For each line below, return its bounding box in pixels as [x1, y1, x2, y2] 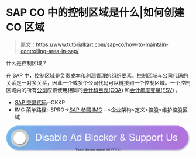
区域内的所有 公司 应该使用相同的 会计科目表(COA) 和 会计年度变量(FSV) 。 [6, 86, 181, 93]
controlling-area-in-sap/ [20, 47, 79, 54]
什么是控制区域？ [6, 60, 47, 67]
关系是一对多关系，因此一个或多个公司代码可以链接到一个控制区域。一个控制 [6, 79, 191, 86]
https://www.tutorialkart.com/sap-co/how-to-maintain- [36, 41, 169, 48]
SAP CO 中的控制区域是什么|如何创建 [6, 6, 184, 19]
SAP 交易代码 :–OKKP [14, 99, 66, 106]
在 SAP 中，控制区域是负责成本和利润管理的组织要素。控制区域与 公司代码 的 [6, 72, 188, 79]
